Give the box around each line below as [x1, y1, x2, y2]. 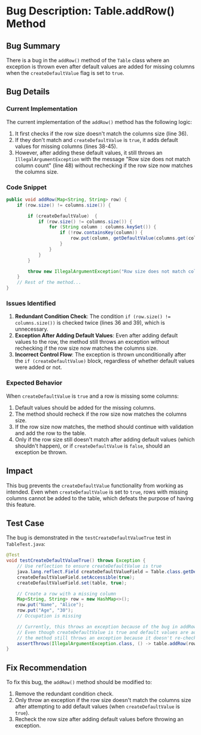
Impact [6, 466, 33, 476]
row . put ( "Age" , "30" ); [17, 607, 74, 613]
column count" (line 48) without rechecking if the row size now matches [14, 162, 193, 169]
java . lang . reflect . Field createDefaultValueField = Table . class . [17, 568, 184, 574]
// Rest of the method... [17, 280, 82, 286]
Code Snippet [6, 183, 47, 191]
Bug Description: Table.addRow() [6, 4, 175, 18]
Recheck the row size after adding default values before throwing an [14, 716, 184, 723]
